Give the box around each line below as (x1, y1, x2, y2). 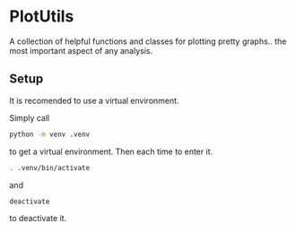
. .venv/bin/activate (9, 163, 91, 172)
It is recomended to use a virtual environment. (9, 95, 179, 106)
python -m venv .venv (9, 130, 91, 139)
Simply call (9, 112, 50, 123)
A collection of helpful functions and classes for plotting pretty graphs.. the (9, 36, 287, 47)
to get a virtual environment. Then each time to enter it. (9, 146, 213, 157)
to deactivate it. (9, 213, 67, 224)
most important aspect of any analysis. (9, 45, 153, 56)
